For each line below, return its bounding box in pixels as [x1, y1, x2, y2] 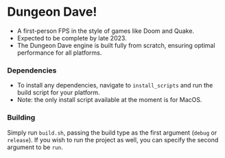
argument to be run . [7, 143, 63, 151]
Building [7, 113, 36, 122]
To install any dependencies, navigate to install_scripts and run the [16, 81, 213, 90]
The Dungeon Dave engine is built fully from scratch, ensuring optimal [16, 41, 215, 49]
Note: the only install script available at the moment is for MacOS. [16, 96, 202, 104]
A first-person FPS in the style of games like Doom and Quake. [16, 27, 194, 35]
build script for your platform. [16, 88, 101, 96]
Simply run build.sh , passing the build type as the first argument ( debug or [7, 128, 217, 137]
